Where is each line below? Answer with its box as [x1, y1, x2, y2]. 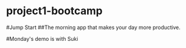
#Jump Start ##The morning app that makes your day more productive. [6, 24, 181, 31]
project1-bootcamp [6, 4, 102, 18]
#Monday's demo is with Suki [6, 35, 78, 42]
